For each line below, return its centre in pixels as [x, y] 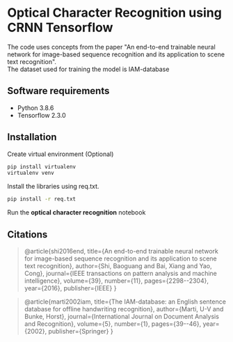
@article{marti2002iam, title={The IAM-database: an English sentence [125, 302]
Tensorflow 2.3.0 [41, 115]
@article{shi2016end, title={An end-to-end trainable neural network [121, 251]
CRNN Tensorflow [60, 28]
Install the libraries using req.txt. [53, 187]
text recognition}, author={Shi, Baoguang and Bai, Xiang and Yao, [118, 266]
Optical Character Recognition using [115, 13]
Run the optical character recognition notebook [77, 212]
